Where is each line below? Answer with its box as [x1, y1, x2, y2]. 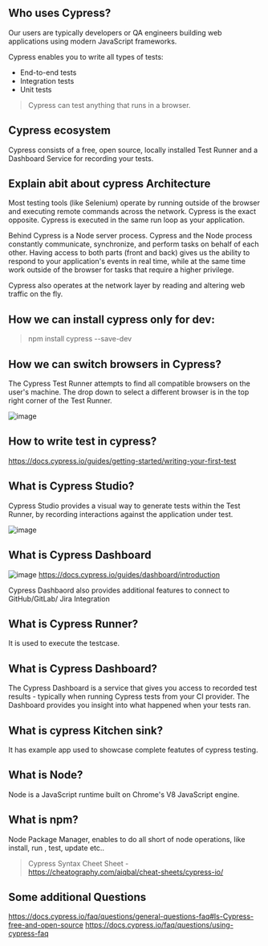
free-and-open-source [8, 920, 84, 930]
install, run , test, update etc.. [8, 843, 105, 853]
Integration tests [19, 76, 75, 85]
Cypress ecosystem [8, 124, 111, 138]
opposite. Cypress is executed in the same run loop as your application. [8, 215, 246, 225]
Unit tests [19, 85, 52, 94]
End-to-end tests [19, 68, 77, 77]
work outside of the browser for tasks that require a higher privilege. [8, 265, 234, 275]
